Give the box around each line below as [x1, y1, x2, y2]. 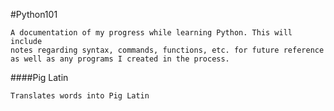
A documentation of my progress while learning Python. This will [10, 28, 293, 38]
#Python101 [10, 9, 58, 20]
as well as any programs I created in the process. [10, 54, 230, 64]
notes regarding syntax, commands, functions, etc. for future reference [10, 45, 325, 55]
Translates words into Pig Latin [10, 91, 150, 101]
